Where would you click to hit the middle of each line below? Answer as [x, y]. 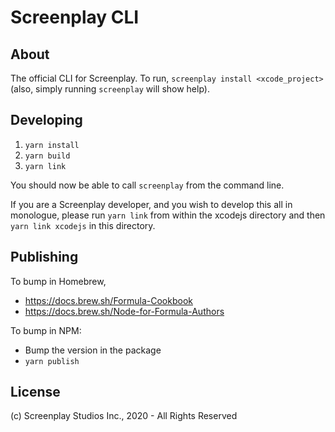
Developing [46, 120]
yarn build [47, 156]
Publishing [44, 257]
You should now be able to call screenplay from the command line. [147, 185]
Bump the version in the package [93, 350]
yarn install [52, 145]
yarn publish [52, 361]
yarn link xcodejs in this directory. [83, 225]
